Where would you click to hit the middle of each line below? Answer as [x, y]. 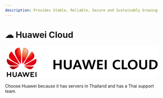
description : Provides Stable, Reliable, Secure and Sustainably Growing [81, 10]
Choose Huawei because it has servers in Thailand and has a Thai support [80, 86]
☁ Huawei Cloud [39, 35]
